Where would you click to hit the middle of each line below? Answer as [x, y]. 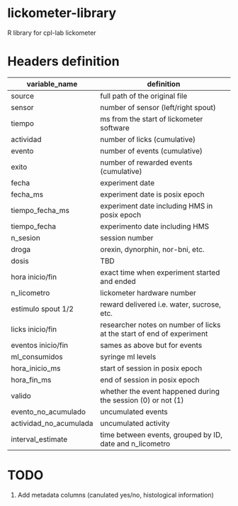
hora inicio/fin [34, 277]
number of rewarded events [146, 163]
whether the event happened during [160, 391]
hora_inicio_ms [36, 368]
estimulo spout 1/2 [42, 309]
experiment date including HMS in [157, 206]
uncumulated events [134, 412]
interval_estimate [39, 439]
